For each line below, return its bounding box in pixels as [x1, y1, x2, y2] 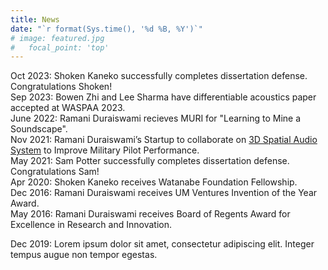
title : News [10, 14, 60, 25]
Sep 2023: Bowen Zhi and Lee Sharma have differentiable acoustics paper [10, 91, 317, 103]
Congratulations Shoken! [10, 81, 113, 93]
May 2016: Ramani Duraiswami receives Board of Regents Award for [10, 208, 291, 220]
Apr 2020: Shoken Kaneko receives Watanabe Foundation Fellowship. [10, 176, 298, 188]
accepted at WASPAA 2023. [10, 102, 126, 114]
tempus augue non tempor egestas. [10, 249, 158, 261]
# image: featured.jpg [10, 33, 105, 43]
